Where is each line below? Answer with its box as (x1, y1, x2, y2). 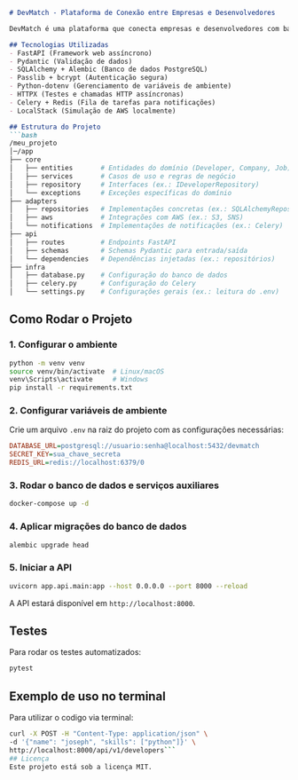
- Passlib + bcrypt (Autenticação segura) (9, 74, 169, 83)
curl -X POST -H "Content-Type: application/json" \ (9, 729, 208, 738)
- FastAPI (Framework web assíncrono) (9, 49, 153, 58)
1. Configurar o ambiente (9, 338, 118, 351)
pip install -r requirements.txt (9, 383, 133, 392)
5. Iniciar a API (9, 562, 73, 574)
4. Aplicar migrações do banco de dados (9, 520, 187, 532)
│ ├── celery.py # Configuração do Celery (9, 280, 197, 288)
